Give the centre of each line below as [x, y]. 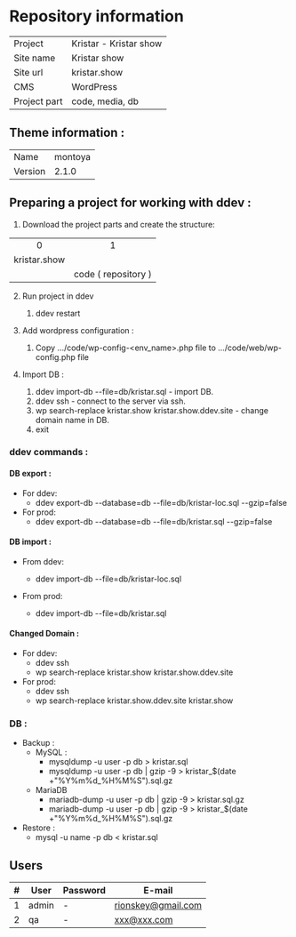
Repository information [96, 16]
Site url [28, 72]
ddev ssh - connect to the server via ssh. [111, 401]
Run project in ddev [58, 296]
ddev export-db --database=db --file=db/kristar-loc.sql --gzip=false [161, 502]
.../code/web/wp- [250, 348]
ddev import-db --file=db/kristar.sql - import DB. [124, 391]
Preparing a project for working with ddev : [130, 203]
